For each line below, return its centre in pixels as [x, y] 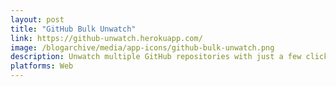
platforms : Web [42, 66]
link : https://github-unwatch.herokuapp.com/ [106, 38]
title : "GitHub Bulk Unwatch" [73, 29]
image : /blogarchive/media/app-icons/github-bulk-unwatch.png [142, 47]
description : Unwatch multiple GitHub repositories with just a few [156, 57]
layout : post [37, 19]
